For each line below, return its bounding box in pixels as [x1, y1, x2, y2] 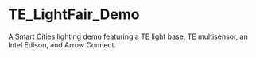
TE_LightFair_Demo [8, 6, 140, 24]
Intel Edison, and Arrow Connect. [8, 40, 117, 49]
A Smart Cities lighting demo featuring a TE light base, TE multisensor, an [8, 32, 248, 41]
